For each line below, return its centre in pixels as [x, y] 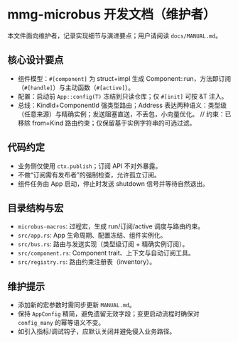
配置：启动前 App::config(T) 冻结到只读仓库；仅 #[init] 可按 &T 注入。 [123, 96]
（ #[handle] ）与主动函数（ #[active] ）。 [76, 87]
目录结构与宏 [36, 208]
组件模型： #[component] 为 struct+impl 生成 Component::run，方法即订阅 [124, 78]
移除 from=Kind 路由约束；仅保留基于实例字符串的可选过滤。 [107, 123]
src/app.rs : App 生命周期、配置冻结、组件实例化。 [92, 236]
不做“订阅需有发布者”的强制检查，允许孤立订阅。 [89, 175]
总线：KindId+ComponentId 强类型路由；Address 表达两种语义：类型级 [122, 105]
